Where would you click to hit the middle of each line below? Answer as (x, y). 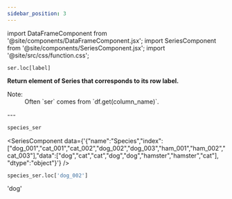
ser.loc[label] (29, 68)
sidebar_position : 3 (37, 13)
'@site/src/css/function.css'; (48, 55)
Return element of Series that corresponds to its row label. (93, 81)
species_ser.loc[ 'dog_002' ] (48, 176)
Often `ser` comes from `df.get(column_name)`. (92, 102)
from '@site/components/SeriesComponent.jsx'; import (86, 48)
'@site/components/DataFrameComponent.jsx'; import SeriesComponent (112, 40)
